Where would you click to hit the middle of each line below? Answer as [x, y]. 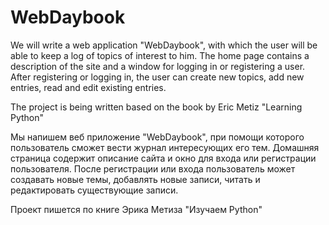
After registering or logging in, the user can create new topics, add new [157, 77]
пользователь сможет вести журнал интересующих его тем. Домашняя [165, 147]
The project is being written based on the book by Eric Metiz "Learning [156, 107]
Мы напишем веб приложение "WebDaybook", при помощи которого [157, 137]
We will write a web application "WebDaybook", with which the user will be [164, 45]
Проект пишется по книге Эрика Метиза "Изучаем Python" [136, 209]
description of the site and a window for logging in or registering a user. [158, 66]
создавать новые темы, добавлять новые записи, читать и [135, 179]
